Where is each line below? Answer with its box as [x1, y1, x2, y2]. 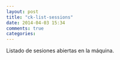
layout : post [6, 8, 39, 15]
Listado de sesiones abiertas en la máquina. [6, 47, 115, 54]
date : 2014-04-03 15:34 [6, 20, 66, 26]
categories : [6, 31, 36, 37]
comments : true [6, 25, 44, 31]
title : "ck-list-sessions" [6, 14, 73, 20]
